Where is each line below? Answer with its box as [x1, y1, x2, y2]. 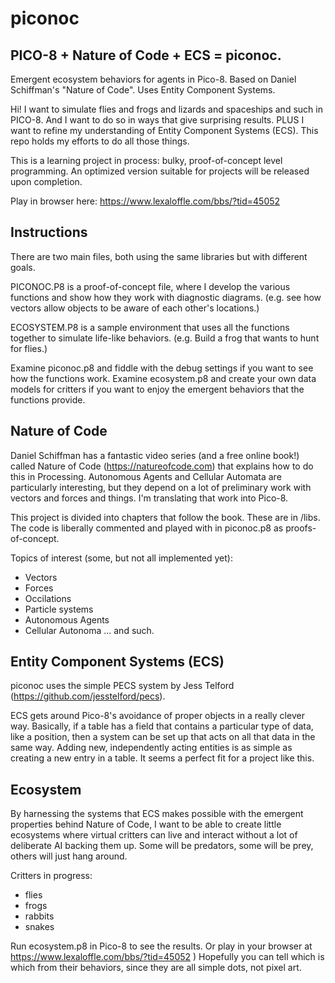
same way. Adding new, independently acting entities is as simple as [10, 742, 293, 754]
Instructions [10, 224, 88, 241]
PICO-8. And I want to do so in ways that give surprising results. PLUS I [10, 114, 305, 126]
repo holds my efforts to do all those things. [10, 135, 190, 147]
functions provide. [10, 393, 86, 406]
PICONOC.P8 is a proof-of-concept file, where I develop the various [10, 280, 291, 292]
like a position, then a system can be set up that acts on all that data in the [10, 731, 316, 743]
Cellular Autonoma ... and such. [24, 624, 155, 636]
